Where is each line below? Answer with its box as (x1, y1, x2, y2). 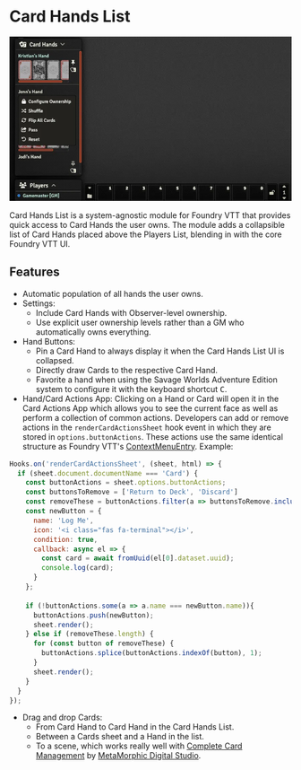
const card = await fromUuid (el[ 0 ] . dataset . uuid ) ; (41, 554, 235, 563)
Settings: (21, 298, 56, 309)
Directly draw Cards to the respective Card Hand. (35, 364, 218, 375)
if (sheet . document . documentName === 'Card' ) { (17, 468, 199, 477)
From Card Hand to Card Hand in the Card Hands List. (35, 722, 235, 732)
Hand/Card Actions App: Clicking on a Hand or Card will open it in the (21, 393, 279, 404)
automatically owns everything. (35, 326, 151, 337)
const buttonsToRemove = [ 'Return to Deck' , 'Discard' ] (25, 487, 239, 497)
